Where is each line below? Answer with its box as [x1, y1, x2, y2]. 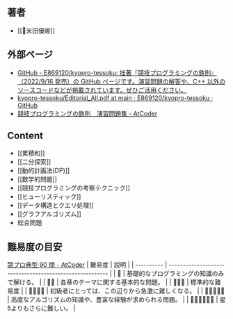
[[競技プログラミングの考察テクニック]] [17, 183, 131, 193]
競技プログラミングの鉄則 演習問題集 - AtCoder [17, 109, 158, 117]
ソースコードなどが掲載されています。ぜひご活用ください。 [17, 85, 188, 94]
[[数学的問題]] [17, 175, 58, 183]
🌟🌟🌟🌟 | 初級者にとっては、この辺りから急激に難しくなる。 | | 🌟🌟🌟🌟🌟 [29, 287, 225, 295]
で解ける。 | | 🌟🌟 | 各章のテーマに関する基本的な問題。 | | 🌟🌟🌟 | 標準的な [7, 278, 216, 286]
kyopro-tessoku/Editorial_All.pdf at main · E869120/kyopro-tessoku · [17, 93, 214, 102]
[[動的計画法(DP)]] [17, 166, 70, 175]
